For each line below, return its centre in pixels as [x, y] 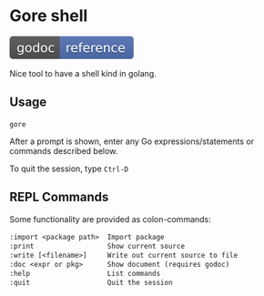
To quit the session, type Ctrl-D [69, 168]
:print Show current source [97, 246]
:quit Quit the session [91, 282]
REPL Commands [59, 197]
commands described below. [64, 150]
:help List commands [85, 273]
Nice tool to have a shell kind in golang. [83, 73]
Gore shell [49, 16]
